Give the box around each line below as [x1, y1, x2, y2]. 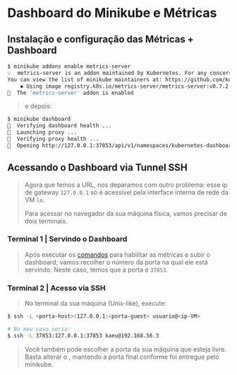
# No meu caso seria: [7, 325, 71, 333]
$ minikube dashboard [7, 115, 71, 123]
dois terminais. [24, 217, 68, 225]
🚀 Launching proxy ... [7, 129, 78, 136]
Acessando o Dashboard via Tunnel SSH [7, 161, 188, 174]
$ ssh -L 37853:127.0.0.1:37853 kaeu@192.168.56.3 [7, 332, 159, 339]
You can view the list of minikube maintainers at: [7, 76, 162, 83]
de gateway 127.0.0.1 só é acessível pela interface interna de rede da [24, 187, 229, 196]
